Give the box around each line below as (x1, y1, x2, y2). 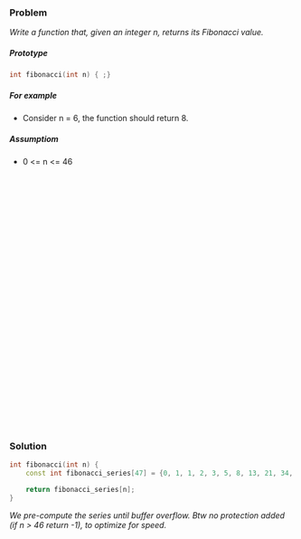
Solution (9, 440, 48, 452)
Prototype (9, 47, 48, 58)
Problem (9, 6, 48, 19)
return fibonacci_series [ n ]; (25, 486, 136, 495)
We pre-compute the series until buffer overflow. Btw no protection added (9, 509, 286, 521)
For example (9, 90, 57, 100)
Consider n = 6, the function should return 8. (22, 113, 189, 124)
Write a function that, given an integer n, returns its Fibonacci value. (9, 27, 264, 38)
